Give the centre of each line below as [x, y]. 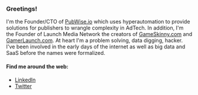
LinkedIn [25, 80]
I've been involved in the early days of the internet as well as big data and [96, 47]
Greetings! [22, 9]
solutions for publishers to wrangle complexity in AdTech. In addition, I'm [95, 28]
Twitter [23, 86]
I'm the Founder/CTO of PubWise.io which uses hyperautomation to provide [98, 22]
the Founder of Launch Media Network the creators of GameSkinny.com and [99, 34]
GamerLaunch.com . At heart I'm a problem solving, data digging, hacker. [95, 41]
